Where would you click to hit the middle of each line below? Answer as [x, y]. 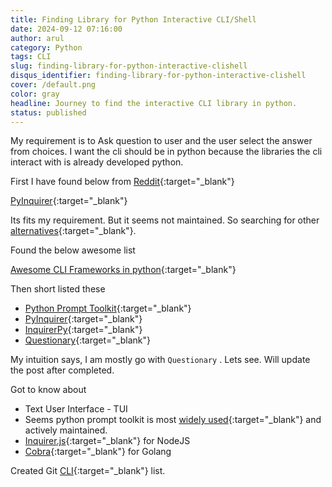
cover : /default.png [53, 85]
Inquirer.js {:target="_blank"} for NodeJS [107, 441]
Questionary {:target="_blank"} [87, 340]
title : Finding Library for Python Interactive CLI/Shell [133, 19]
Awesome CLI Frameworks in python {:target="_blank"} [123, 270]
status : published [48, 112]
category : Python [46, 47]
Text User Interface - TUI [76, 409]
